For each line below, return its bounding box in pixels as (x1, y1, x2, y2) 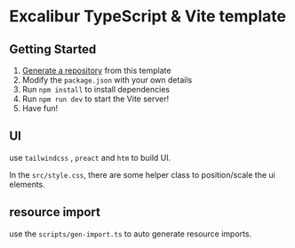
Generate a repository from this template (21, 65, 171, 76)
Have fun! (21, 103, 59, 113)
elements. (9, 179, 46, 189)
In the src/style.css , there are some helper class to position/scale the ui (9, 169, 275, 180)
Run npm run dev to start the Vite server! (21, 93, 170, 104)
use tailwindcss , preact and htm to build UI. (9, 152, 171, 163)
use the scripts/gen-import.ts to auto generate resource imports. (9, 228, 251, 239)
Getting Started (9, 42, 97, 57)
